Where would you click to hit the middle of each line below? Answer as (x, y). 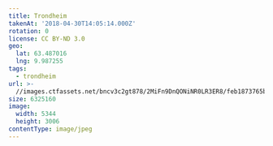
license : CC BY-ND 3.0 (47, 39)
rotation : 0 (28, 31)
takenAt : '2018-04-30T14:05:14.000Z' (72, 24)
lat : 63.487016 (41, 54)
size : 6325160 (32, 99)
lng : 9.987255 (39, 62)
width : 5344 (36, 114)
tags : (17, 69)
